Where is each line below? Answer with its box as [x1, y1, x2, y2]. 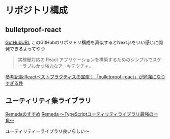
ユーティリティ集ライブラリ [5, 96, 92, 105]
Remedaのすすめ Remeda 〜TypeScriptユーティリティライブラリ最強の [5, 110, 154, 117]
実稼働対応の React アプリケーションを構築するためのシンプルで [17, 57, 153, 63]
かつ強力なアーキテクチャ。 [35, 63, 94, 69]
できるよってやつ [9, 46, 45, 51]
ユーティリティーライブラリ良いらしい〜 [5, 128, 90, 134]
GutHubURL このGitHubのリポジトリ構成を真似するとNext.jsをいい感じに [5, 39, 159, 45]
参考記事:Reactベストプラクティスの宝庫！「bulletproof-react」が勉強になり [5, 74, 165, 79]
